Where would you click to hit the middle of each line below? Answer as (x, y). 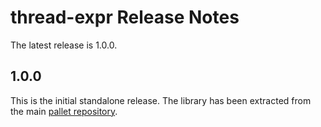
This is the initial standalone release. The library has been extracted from (161, 100)
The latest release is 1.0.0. (64, 45)
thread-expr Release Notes (125, 17)
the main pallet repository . (64, 111)
